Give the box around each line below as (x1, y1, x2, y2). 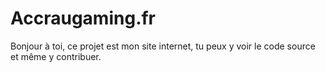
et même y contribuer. (10, 50, 102, 62)
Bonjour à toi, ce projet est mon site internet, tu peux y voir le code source (10, 40, 316, 52)
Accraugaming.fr (10, 7, 157, 30)
